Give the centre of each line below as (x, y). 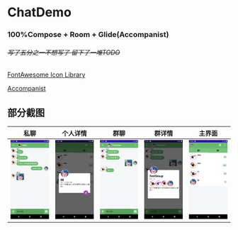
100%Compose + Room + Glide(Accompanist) (88, 35)
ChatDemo (40, 12)
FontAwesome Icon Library (46, 75)
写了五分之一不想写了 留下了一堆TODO (64, 52)
